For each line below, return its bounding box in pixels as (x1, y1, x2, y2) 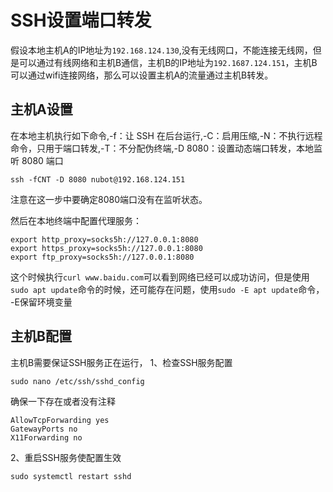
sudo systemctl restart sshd (10, 471, 132, 481)
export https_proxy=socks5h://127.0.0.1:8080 (10, 243, 203, 253)
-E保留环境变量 (10, 296, 73, 308)
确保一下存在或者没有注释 (10, 395, 116, 407)
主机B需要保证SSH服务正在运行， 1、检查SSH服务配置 (10, 356, 233, 368)
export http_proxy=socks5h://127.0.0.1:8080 (10, 234, 199, 245)
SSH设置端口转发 (10, 9, 152, 32)
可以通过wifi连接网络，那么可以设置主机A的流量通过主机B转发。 (10, 69, 274, 81)
